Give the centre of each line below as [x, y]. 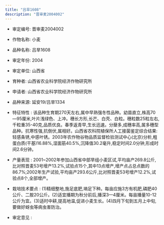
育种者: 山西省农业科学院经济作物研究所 [52, 81]
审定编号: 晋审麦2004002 [38, 29]
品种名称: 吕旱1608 [31, 50]
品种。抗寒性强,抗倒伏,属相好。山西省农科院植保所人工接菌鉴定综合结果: [85, 131]
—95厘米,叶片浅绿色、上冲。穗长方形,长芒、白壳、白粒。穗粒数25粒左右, [86, 118]
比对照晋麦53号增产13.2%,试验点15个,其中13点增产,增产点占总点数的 [81, 166]
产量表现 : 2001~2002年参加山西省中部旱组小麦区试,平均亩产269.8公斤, [84, 160]
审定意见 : [22, 217]
